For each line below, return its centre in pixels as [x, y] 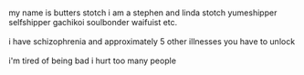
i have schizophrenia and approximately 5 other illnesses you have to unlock [152, 42]
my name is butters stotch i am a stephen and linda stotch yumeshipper [143, 13]
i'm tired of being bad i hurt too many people [93, 61]
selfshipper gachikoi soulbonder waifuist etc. [93, 22]
